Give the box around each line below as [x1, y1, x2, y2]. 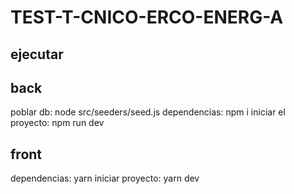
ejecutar [10, 46, 64, 63]
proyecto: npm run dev [10, 117, 105, 129]
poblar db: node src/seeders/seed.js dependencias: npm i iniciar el [10, 106, 286, 118]
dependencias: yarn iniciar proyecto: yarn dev [10, 172, 200, 185]
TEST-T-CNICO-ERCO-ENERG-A [10, 6, 284, 29]
